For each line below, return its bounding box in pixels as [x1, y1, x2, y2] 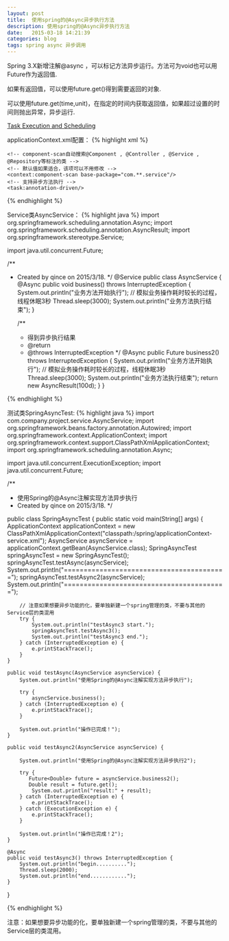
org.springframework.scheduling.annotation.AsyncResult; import [7, 226, 191, 234]
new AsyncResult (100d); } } [27, 381, 105, 390]
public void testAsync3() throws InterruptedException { [7, 855, 173, 861]
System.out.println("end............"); [19, 872, 136, 879]
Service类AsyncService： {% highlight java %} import [7, 211, 160, 219]
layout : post [7, 10, 45, 17]
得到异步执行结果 [27, 333, 76, 342]
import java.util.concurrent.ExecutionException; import [7, 459, 161, 467]
